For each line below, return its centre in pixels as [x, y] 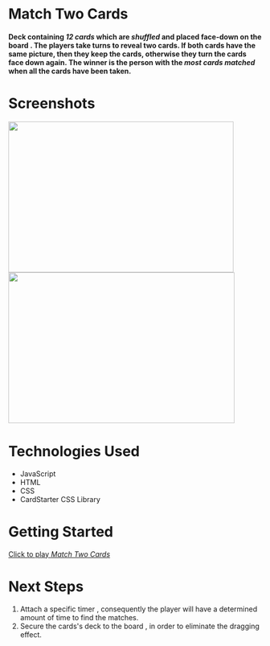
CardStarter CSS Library [60, 499]
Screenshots [52, 103]
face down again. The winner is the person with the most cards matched [132, 62]
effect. [31, 634]
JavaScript [38, 473]
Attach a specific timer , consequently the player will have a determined [139, 609]
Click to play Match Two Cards [59, 554]
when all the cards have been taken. [70, 71]
